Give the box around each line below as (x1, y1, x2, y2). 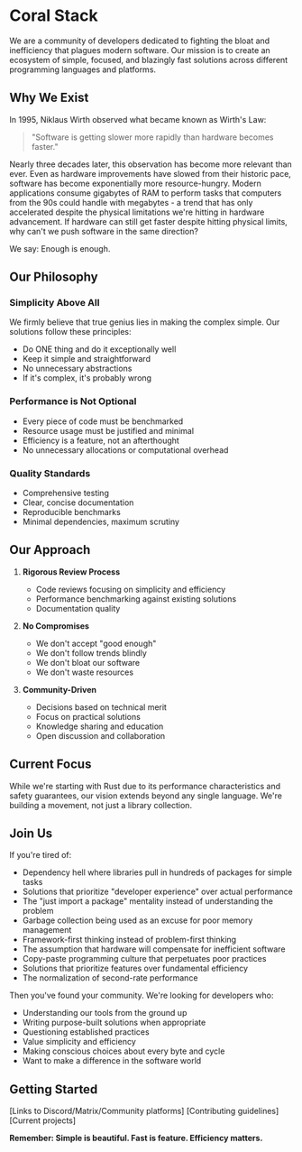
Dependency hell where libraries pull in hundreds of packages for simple (22, 867, 293, 878)
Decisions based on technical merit (35, 701, 167, 713)
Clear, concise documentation (22, 497, 134, 508)
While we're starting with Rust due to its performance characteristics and (9, 780, 281, 791)
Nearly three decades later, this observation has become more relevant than (9, 159, 293, 170)
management (22, 925, 72, 935)
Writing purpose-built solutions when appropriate (22, 1017, 206, 1028)
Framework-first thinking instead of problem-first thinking (22, 935, 237, 945)
